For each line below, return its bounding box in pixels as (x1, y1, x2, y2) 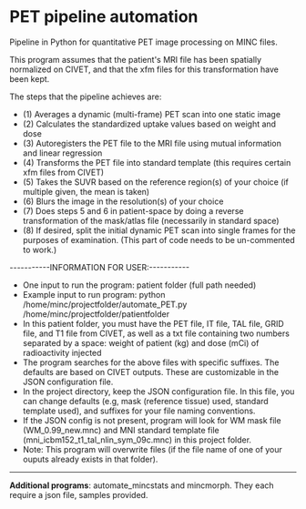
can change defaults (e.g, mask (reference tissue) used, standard (22, 395, 269, 406)
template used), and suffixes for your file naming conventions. (22, 405, 256, 416)
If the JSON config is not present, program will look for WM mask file (22, 414, 281, 425)
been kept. (9, 73, 50, 84)
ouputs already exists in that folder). (22, 453, 158, 464)
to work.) (22, 244, 57, 255)
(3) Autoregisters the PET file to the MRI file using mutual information (22, 137, 282, 148)
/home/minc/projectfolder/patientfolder (22, 308, 170, 320)
